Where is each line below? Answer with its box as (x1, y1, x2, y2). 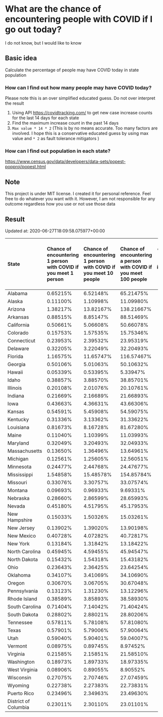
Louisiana (7, 424, 30, 430)
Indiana (7, 392, 24, 399)
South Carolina (7, 603, 41, 610)
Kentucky (7, 416, 29, 423)
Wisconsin (7, 674, 32, 681)
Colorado (7, 329, 29, 336)
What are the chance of (5, 3, 101, 15)
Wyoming (7, 682, 30, 689)
